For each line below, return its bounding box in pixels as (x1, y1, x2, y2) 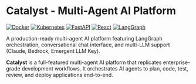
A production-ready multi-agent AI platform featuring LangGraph (6, 35, 163, 42)
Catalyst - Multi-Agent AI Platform (6, 4, 176, 18)
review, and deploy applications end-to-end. (6, 71, 113, 78)
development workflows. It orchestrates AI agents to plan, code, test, (21, 65, 189, 72)
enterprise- (163, 59, 191, 66)
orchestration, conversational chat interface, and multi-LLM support (6, 41, 170, 48)
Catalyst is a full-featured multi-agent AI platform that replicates (6, 59, 162, 66)
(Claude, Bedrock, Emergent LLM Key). (6, 47, 101, 54)
